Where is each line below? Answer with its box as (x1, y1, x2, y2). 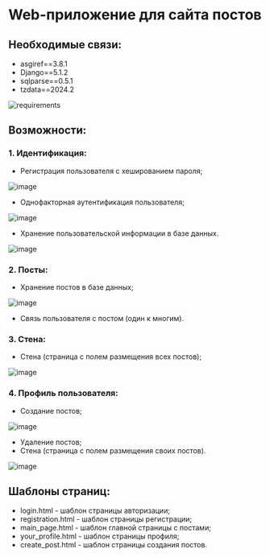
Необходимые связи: (8, 38, 123, 52)
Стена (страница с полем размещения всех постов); (19, 352, 202, 361)
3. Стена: (8, 333, 46, 345)
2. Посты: (8, 264, 48, 275)
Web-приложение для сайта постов (8, 6, 262, 24)
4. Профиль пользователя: (8, 388, 118, 399)
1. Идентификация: (8, 147, 87, 159)
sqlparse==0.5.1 (19, 76, 73, 85)
